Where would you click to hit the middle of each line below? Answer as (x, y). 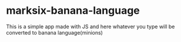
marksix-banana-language (73, 11)
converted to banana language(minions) (54, 32)
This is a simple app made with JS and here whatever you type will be (90, 26)
